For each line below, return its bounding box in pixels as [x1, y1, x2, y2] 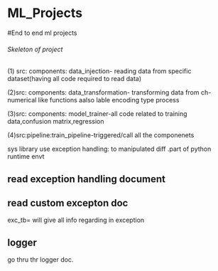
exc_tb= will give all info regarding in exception [7, 216, 145, 225]
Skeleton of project [7, 45, 63, 53]
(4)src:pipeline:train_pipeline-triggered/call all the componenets [7, 131, 195, 139]
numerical [7, 96, 37, 105]
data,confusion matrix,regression [7, 117, 104, 126]
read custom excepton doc [7, 197, 129, 209]
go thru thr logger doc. [7, 255, 74, 264]
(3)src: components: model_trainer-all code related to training [7, 110, 187, 118]
